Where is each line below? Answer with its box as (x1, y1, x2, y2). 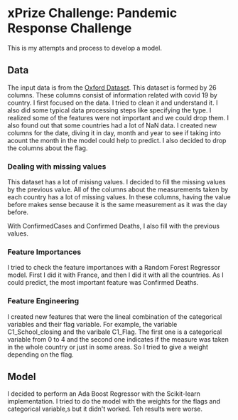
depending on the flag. (7, 350, 75, 359)
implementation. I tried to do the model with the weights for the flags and (7, 397, 221, 406)
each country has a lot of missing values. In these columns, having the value (7, 193, 231, 201)
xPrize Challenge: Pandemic (7, 5, 178, 21)
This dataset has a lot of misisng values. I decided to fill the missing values (7, 178, 226, 187)
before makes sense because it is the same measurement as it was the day (7, 201, 227, 209)
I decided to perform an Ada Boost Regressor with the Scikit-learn (7, 389, 201, 398)
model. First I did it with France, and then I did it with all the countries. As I (7, 271, 224, 279)
